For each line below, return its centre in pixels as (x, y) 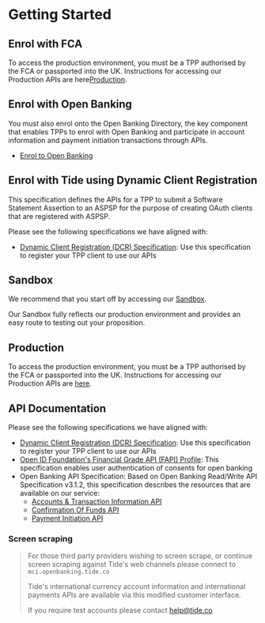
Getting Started (60, 15)
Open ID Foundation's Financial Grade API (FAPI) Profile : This (119, 459)
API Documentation (57, 408)
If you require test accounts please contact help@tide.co (120, 610)
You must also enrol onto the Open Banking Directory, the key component (128, 123)
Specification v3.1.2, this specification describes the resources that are (135, 485)
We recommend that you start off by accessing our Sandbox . (108, 299)
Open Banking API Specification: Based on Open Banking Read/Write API (138, 477)
